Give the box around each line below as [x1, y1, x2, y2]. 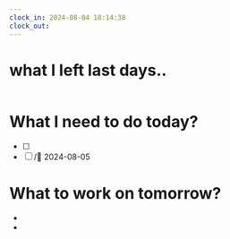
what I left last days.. [9, 60, 167, 81]
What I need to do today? [9, 111, 199, 132]
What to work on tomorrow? [9, 183, 222, 203]
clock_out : [9, 21, 50, 30]
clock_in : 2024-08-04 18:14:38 [9, 13, 126, 22]
